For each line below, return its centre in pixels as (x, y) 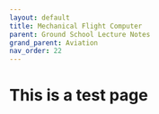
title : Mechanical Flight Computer (76, 26)
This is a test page (79, 96)
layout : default (40, 18)
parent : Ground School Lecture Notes (80, 34)
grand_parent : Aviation (54, 43)
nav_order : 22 (36, 51)
